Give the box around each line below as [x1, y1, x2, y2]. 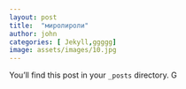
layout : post [9, 12, 58, 22]
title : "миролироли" [9, 21, 89, 30]
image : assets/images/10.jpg [9, 46, 117, 55]
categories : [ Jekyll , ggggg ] [9, 37, 117, 47]
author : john [9, 29, 58, 38]
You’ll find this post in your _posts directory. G [9, 70, 177, 80]
